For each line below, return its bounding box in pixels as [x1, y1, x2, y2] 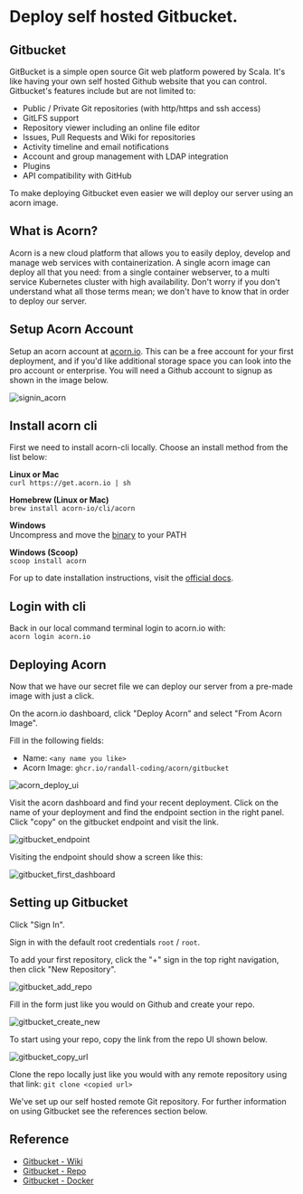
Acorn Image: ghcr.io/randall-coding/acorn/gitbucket [22, 762, 230, 774]
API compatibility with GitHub [22, 170, 133, 181]
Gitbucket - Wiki [22, 1155, 83, 1167]
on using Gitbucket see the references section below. [9, 1105, 208, 1116]
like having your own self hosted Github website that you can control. [9, 76, 268, 87]
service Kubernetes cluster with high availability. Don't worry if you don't [9, 276, 280, 287]
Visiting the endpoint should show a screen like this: [9, 851, 204, 862]
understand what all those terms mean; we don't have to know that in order [9, 286, 289, 296]
